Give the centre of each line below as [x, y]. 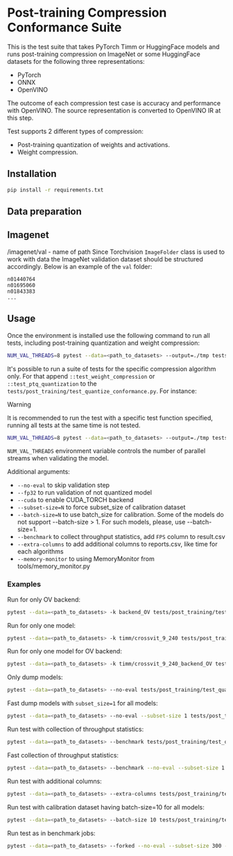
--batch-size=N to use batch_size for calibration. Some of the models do [120, 515]
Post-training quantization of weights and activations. [93, 144]
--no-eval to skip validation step [63, 485]
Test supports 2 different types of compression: [76, 131]
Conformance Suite [64, 27]
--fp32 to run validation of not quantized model [85, 493]
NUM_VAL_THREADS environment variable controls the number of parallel [106, 451]
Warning [19, 404]
